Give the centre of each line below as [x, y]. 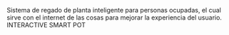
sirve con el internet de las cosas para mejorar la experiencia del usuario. [114, 17]
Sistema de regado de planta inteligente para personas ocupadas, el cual [114, 10]
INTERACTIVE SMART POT [46, 25]
